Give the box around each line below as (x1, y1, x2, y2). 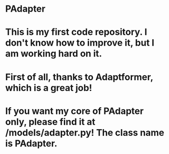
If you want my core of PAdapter (5, 105, 144, 117)
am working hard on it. (5, 48, 102, 59)
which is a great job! (5, 82, 93, 94)
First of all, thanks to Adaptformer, (5, 71, 154, 83)
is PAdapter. (5, 138, 58, 149)
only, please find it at (5, 116, 96, 128)
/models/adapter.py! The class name (5, 127, 164, 138)
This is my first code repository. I (5, 26, 148, 38)
